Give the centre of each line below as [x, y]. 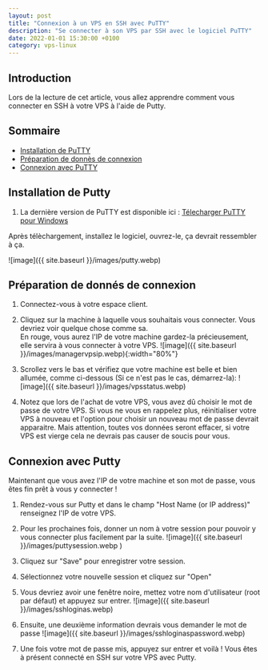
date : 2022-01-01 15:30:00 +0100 [64, 38]
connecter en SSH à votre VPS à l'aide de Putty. [87, 106]
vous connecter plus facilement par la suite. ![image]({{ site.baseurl [131, 537]
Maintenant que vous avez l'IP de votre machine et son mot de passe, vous [132, 481]
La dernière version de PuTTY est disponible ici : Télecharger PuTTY [133, 212]
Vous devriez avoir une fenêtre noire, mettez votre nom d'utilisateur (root [140, 592]
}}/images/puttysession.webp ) [71, 546]
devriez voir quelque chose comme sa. [84, 329]
